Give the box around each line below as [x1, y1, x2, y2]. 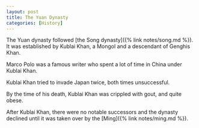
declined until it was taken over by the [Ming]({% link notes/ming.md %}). [6, 115, 188, 122]
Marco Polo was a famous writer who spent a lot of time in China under [6, 61, 182, 68]
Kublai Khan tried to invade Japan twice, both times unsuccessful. [6, 79, 170, 86]
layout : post [6, 8, 39, 15]
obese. [6, 97, 23, 104]
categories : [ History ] [6, 20, 63, 26]
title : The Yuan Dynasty [6, 14, 69, 20]
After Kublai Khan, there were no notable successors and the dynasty [6, 109, 179, 116]
